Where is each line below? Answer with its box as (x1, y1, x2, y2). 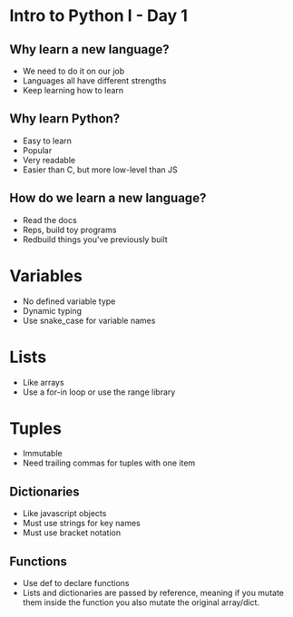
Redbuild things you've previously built (22, 233, 168, 245)
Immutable (22, 448, 63, 459)
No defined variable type (22, 296, 116, 307)
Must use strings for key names (22, 518, 141, 529)
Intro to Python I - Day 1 (9, 5, 189, 26)
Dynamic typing (22, 305, 83, 316)
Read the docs (22, 214, 77, 225)
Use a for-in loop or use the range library (22, 387, 176, 397)
